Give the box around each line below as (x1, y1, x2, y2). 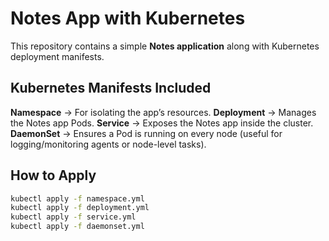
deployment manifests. (10, 50, 105, 62)
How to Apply (10, 167, 97, 184)
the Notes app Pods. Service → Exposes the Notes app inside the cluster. (10, 117, 314, 129)
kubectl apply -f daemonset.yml (10, 222, 145, 232)
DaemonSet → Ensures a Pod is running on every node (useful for (10, 127, 283, 139)
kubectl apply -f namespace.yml (10, 193, 145, 204)
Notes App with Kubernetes (10, 7, 246, 30)
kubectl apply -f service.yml (10, 212, 137, 222)
